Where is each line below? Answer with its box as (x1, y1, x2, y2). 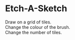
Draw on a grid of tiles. (5, 19, 52, 25)
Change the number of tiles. (5, 29, 62, 35)
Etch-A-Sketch (5, 3, 68, 14)
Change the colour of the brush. (5, 24, 71, 30)
